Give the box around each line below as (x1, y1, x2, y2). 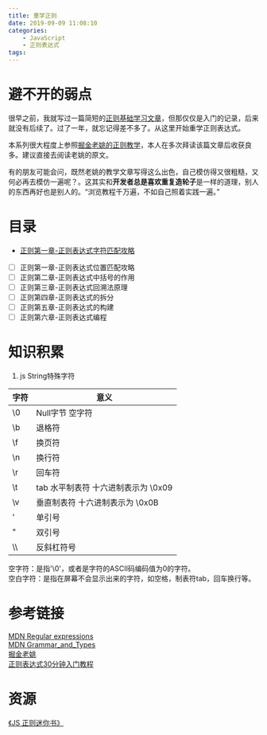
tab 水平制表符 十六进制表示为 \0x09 (36, 483, 173, 494)
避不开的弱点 (8, 85, 93, 104)
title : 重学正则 (8, 11, 57, 20)
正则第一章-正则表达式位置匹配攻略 (19, 262, 135, 272)
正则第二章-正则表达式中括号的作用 (19, 272, 135, 282)
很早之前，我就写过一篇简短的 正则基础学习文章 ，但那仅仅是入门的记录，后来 (8, 113, 259, 123)
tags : (8, 49, 26, 57)
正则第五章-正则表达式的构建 (19, 303, 114, 312)
